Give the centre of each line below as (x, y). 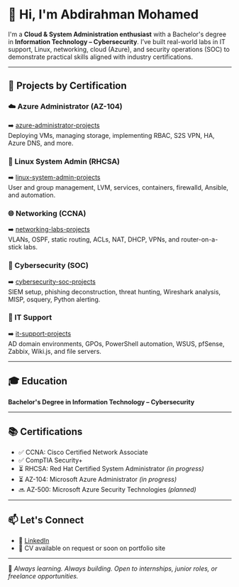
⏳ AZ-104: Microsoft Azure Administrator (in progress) (98, 480)
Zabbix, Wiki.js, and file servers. (55, 351)
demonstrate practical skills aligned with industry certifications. (101, 57)
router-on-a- (200, 239)
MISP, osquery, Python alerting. (54, 299)
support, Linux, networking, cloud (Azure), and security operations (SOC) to (119, 49)
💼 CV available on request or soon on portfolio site (92, 548)
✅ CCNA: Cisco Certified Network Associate (83, 452)
